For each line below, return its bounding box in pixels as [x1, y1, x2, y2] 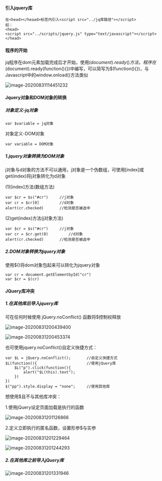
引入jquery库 [5, 5, 33, 11]
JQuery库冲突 [5, 288, 35, 294]
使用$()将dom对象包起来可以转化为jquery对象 [5, 262, 100, 268]
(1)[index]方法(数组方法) [5, 183, 55, 190]
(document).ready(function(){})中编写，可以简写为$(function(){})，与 [5, 66, 149, 72]
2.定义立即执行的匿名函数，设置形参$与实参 [5, 425, 96, 431]
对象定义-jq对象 [5, 107, 38, 113]
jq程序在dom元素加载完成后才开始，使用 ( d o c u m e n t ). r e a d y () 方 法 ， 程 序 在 [5, 59, 156, 65]
